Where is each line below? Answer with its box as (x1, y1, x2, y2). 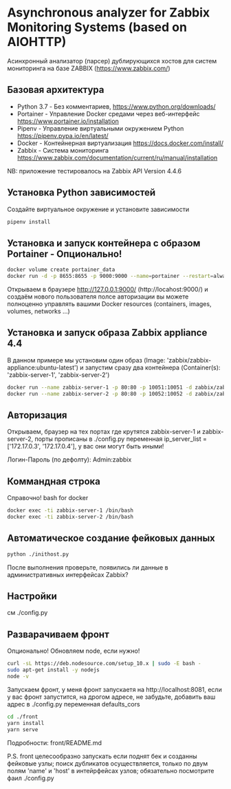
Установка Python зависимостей (7, 187, 156, 199)
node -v (7, 673, 30, 680)
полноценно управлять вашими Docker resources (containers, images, (7, 300, 212, 307)
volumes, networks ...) (7, 307, 70, 315)
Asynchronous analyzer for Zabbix (7, 5, 210, 21)
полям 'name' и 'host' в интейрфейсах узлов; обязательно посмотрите (7, 766, 214, 775)
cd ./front (7, 713, 38, 720)
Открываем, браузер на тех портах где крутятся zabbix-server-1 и (7, 428, 201, 436)
